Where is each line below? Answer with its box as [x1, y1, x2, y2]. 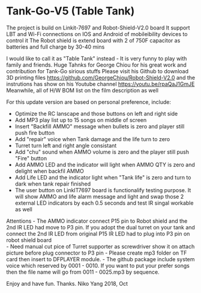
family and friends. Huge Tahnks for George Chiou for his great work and [6, 61, 187, 68]
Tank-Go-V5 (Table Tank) [6, 4, 135, 18]
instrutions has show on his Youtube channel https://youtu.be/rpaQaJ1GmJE [6, 80, 195, 88]
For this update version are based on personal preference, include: [6, 98, 172, 106]
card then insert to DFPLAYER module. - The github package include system [6, 255, 195, 262]
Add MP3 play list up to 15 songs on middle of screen [14, 116, 147, 124]
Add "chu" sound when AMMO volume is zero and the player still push [14, 148, 189, 156]
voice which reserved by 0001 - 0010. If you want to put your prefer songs [6, 262, 190, 269]
